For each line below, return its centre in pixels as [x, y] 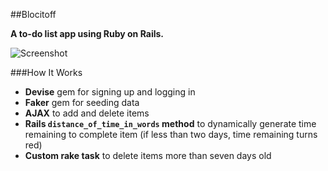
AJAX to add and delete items [87, 113]
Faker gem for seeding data [82, 102]
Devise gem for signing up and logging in [110, 92]
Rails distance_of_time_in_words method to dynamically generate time [170, 123]
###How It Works [46, 72]
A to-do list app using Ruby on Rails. [87, 33]
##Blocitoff [33, 14]
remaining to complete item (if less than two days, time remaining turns [171, 134]
